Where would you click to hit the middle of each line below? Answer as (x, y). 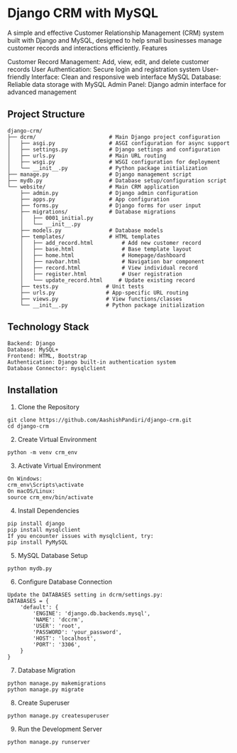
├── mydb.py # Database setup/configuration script (117, 180)
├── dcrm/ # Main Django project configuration (114, 137)
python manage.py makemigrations (57, 684)
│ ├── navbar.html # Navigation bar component (112, 261)
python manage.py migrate (45, 690)
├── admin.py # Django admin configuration (109, 193)
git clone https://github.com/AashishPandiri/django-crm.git (100, 420)
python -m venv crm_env (43, 453)
